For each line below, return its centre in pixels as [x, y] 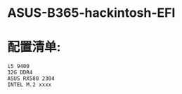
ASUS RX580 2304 [31, 79]
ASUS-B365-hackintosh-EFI [91, 13]
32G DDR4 [20, 73]
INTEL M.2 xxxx [30, 85]
